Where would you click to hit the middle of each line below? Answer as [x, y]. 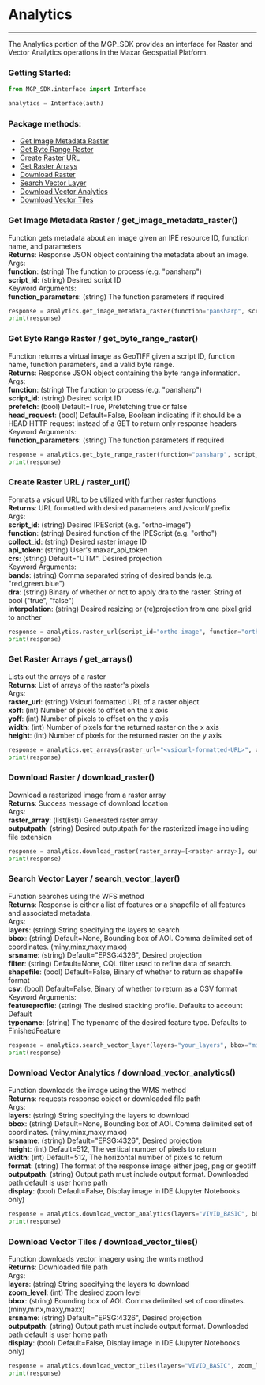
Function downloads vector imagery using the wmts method [106, 1258]
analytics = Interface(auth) [56, 104]
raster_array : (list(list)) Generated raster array [83, 820]
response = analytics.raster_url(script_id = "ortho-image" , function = [125, 632]
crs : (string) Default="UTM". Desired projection [85, 558]
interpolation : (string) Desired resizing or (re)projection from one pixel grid [130, 609]
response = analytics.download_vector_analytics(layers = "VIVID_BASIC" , [128, 1214]
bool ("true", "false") [41, 600]
